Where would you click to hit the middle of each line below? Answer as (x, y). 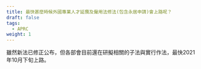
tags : (13, 23)
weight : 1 (19, 34)
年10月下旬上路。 (28, 60)
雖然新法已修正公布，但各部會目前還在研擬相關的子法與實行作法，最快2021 (101, 53)
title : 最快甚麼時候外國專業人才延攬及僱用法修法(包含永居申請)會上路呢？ (89, 12)
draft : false (23, 18)
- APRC (20, 29)
